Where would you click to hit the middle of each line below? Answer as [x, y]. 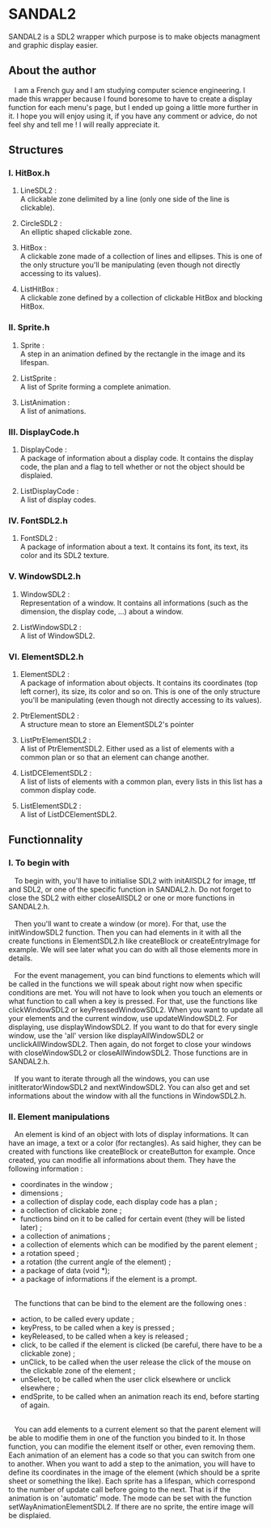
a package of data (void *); [65, 1270]
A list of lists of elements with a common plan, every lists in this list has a [141, 781]
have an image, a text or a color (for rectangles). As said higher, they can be [135, 1143]
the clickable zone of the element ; [78, 1370]
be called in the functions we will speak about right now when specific [125, 984]
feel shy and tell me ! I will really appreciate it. [84, 124]
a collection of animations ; [65, 1236]
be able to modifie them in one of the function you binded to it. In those [127, 1437]
